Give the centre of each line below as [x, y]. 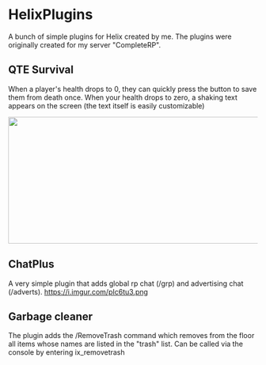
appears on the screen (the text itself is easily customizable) [106, 105]
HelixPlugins [51, 15]
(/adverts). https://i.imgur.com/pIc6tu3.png [78, 291]
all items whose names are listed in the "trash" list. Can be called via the [126, 344]
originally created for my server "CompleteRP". [85, 44]
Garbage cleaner [51, 316]
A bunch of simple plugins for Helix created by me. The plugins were [120, 36]
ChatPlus [31, 264]
